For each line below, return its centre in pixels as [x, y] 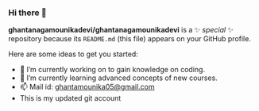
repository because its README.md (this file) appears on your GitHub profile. [130, 39]
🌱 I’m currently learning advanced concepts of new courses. [119, 78]
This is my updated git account [70, 98]
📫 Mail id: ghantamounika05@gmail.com [87, 87]
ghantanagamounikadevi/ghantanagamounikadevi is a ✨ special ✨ [121, 30]
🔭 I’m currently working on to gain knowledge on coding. [112, 70]
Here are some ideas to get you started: [73, 54]
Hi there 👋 [28, 13]
